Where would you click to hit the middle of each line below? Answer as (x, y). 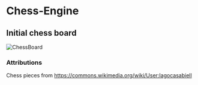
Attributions (24, 62)
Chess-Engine (43, 11)
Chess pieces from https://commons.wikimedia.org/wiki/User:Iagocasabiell (99, 75)
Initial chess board (41, 33)
